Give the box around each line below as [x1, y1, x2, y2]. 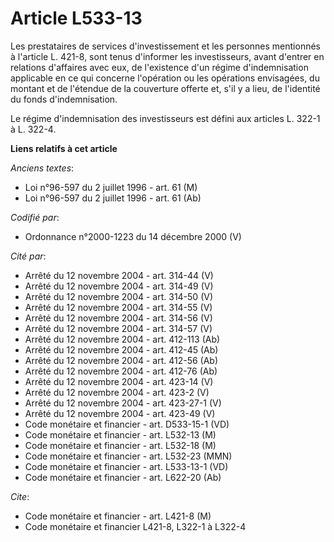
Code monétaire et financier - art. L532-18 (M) [24, 439, 217, 451]
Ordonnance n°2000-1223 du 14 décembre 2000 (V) [24, 230, 242, 242]
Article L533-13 [10, 7, 143, 30]
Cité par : [10, 250, 47, 262]
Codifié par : [10, 211, 60, 223]
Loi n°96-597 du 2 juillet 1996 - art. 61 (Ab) [24, 192, 202, 204]
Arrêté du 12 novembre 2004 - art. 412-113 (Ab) [24, 333, 221, 345]
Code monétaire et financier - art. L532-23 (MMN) [24, 450, 233, 462]
